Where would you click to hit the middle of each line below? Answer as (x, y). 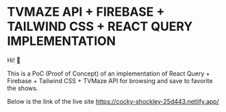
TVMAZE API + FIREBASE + (86, 12)
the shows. (23, 88)
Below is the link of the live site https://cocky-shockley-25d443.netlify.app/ (113, 101)
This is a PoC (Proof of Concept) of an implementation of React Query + (109, 74)
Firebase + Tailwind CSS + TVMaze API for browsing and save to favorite (110, 80)
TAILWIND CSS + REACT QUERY (100, 26)
